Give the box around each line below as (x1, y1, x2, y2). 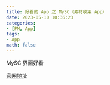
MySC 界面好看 (6, 59, 44, 66)
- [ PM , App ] (6, 25, 36, 32)
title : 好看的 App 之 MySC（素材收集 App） (6, 8, 108, 15)
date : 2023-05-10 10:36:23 (6, 14, 74, 20)
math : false (6, 42, 36, 48)
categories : (6, 20, 36, 26)
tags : (6, 31, 20, 37)
